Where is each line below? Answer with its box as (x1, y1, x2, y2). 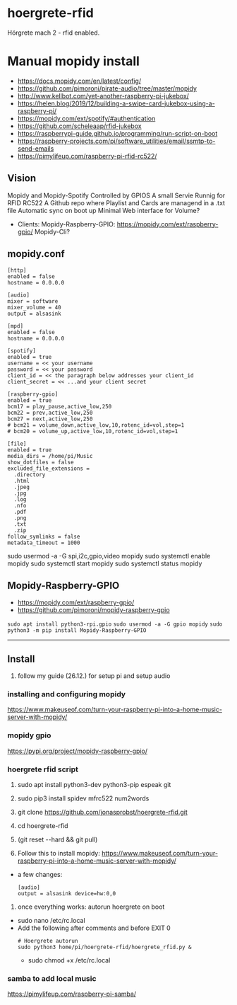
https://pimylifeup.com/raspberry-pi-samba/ (7, 989, 136, 999)
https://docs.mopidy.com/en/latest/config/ (17, 76, 142, 85)
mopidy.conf (7, 248, 65, 260)
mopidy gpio (7, 730, 51, 740)
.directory (13, 471, 46, 478)
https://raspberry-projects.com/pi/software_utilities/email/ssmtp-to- (17, 137, 216, 145)
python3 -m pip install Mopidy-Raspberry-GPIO (7, 627, 147, 634)
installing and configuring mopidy (7, 689, 126, 699)
